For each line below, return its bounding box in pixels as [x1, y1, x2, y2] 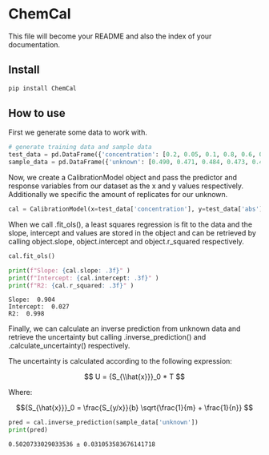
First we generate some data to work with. [8, 127, 148, 137]
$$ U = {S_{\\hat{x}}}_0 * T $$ [83, 372, 186, 381]
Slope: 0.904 [8, 296, 56, 304]
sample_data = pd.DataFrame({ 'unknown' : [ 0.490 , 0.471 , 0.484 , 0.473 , [8, 158, 249, 167]
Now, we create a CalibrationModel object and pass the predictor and [8, 173, 238, 183]
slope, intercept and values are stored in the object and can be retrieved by [8, 227, 256, 237]
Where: [8, 388, 33, 397]
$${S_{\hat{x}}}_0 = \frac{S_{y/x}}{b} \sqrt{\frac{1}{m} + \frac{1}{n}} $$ [15, 403, 254, 413]
